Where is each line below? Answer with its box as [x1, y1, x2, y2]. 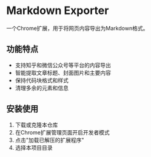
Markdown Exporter [6, 4, 109, 18]
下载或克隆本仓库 [15, 121, 58, 128]
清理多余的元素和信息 [15, 84, 69, 91]
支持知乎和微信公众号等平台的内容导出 [15, 61, 111, 69]
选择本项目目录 [15, 144, 53, 151]
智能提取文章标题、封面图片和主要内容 [15, 69, 111, 76]
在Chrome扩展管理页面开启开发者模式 [15, 128, 110, 136]
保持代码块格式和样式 [15, 77, 69, 84]
